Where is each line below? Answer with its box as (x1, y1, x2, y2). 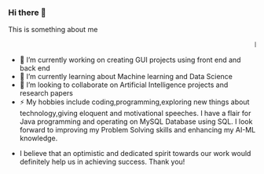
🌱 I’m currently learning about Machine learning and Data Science (19, 72, 233, 82)
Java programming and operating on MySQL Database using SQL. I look (19, 117, 253, 126)
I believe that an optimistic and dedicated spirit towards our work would (19, 149, 251, 158)
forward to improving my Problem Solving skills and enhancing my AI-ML (19, 125, 256, 135)
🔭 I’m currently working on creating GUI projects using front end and (19, 55, 241, 65)
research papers (19, 89, 73, 98)
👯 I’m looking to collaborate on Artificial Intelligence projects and (19, 80, 229, 89)
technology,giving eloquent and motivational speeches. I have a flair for (19, 109, 251, 118)
